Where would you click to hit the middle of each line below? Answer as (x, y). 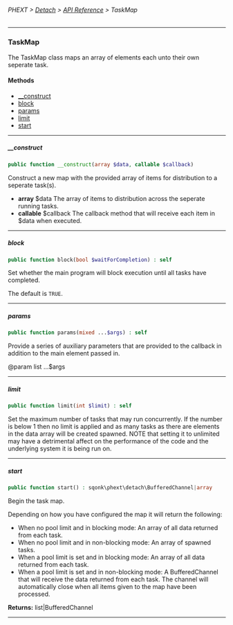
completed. (24, 280)
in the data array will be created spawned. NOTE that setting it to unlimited (114, 434)
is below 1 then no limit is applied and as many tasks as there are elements (114, 427)
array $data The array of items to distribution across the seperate (111, 198)
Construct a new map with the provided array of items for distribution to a (113, 177)
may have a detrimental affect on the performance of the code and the (108, 441)
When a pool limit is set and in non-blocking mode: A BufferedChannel (118, 572)
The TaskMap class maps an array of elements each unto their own (104, 57)
